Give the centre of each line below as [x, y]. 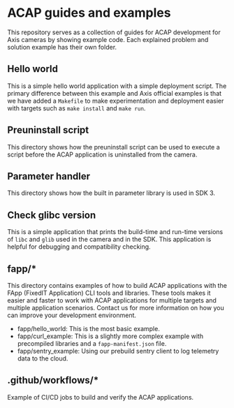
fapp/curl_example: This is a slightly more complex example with [110, 336]
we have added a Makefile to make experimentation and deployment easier [116, 101]
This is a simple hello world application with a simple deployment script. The [117, 86]
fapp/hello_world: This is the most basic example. [89, 329]
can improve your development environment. [72, 315]
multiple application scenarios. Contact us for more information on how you [116, 308]
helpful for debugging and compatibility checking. [79, 247]
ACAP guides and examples [89, 13]
